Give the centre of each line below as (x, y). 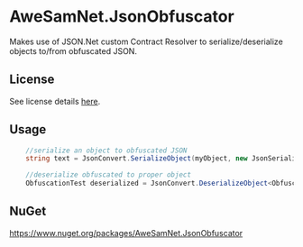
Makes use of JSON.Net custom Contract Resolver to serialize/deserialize (147, 41)
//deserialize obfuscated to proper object (109, 175)
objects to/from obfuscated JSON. (73, 50)
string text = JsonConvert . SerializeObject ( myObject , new (137, 159)
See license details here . (55, 101)
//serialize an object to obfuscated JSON (106, 151)
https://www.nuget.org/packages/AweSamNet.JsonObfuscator (126, 233)
